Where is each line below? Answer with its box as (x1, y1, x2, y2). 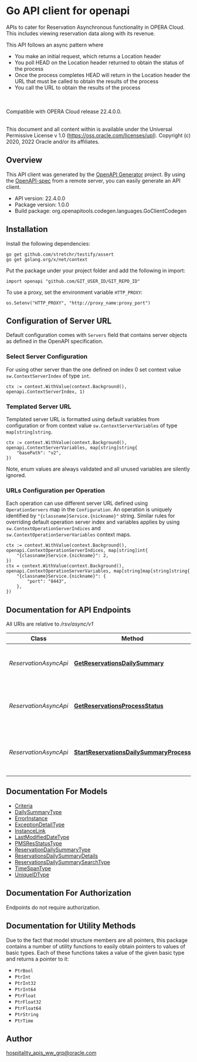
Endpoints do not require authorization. (6, 904, 101, 911)
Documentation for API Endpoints (6, 605, 131, 615)
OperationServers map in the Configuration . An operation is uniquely (6, 506, 172, 513)
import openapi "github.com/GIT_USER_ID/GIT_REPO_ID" (6, 278, 141, 284)
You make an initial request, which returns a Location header (14, 52, 161, 59)
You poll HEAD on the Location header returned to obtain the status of (14, 59, 184, 66)
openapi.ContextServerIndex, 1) (6, 389, 85, 395)
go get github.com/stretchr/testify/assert (6, 252, 114, 257)
